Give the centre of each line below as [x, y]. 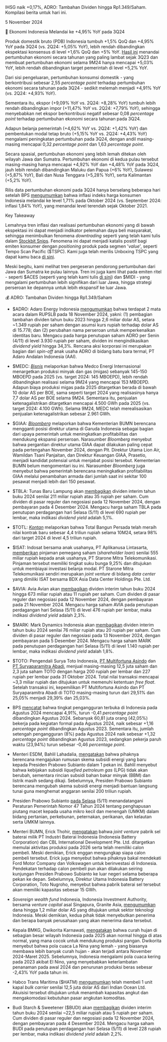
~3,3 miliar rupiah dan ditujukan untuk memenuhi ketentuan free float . [84, 682]
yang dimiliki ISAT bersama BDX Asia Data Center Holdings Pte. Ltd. [82, 579]
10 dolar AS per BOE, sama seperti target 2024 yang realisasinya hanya [85, 393]
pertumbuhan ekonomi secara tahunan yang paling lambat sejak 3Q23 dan [82, 57]
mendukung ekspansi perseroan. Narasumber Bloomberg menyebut [82, 439]
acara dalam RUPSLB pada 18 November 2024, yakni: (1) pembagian [82, 314]
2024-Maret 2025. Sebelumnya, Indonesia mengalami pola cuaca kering [86, 956]
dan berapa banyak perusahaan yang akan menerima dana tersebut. [82, 920]
